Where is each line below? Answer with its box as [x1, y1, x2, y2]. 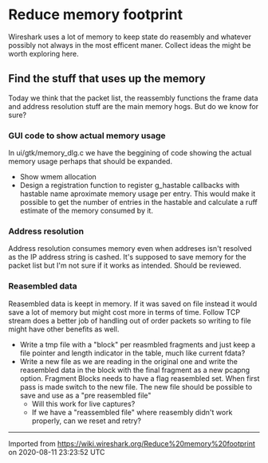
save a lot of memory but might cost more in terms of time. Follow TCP [8, 307, 241, 316]
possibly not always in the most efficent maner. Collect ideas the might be [8, 40, 251, 49]
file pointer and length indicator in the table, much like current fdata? [19, 348, 246, 358]
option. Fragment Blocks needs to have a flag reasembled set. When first [19, 373, 260, 383]
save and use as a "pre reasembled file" [19, 390, 152, 400]
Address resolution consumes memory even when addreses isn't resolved [8, 244, 252, 253]
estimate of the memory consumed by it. [19, 206, 154, 216]
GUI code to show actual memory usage [8, 130, 166, 141]
